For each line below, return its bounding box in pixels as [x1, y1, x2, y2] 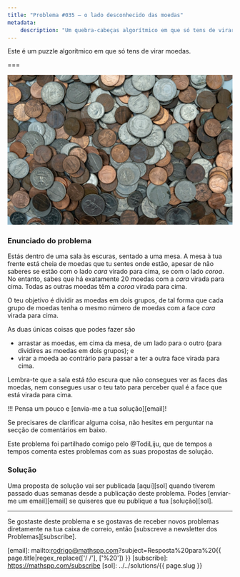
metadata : [7, 19, 37, 26]
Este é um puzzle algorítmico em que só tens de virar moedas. [7, 47, 191, 56]
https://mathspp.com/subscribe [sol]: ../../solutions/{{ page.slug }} [7, 561, 203, 570]
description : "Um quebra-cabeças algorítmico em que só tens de [20, 26, 216, 34]
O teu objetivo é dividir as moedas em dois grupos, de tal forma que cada [7, 296, 224, 305]
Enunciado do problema [7, 235, 92, 245]
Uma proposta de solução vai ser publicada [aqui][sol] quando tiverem [7, 481, 216, 490]
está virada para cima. [7, 391, 73, 399]
